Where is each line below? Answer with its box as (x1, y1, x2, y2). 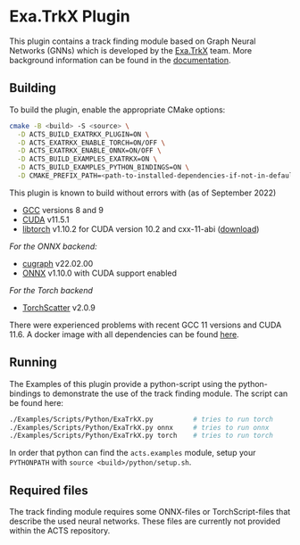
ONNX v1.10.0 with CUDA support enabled (21, 268, 177, 278)
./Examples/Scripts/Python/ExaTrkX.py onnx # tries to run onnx (9, 423, 270, 432)
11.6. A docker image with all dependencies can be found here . (9, 328, 239, 340)
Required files (9, 483, 88, 498)
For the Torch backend (9, 285, 94, 295)
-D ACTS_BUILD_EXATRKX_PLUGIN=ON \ (17, 129, 150, 139)
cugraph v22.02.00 (21, 258, 94, 268)
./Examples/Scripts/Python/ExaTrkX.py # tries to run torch (9, 415, 274, 424)
